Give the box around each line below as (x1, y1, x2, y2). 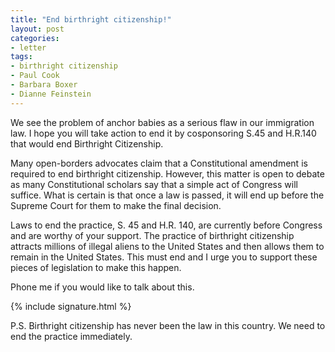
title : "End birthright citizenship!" (10, 14, 172, 25)
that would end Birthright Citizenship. (10, 137, 164, 150)
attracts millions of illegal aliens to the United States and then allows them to (10, 240, 325, 252)
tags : (10, 52, 33, 62)
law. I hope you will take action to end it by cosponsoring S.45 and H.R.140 (10, 127, 317, 139)
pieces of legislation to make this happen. (10, 261, 182, 273)
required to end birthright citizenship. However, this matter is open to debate (10, 167, 325, 180)
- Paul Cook (10, 71, 60, 81)
